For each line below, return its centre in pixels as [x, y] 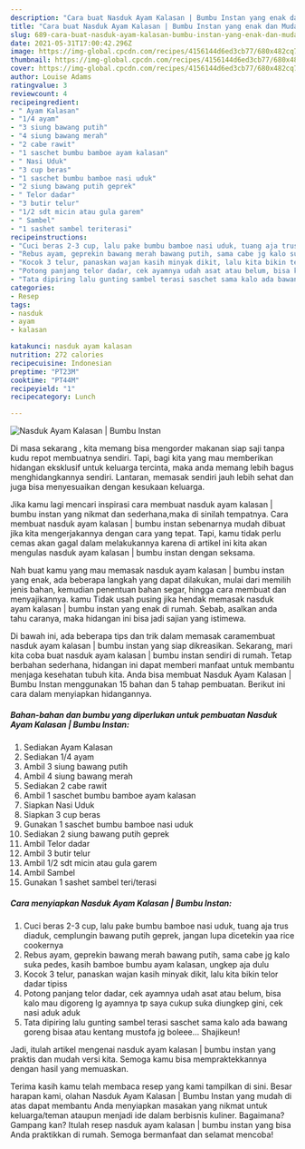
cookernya [43, 946]
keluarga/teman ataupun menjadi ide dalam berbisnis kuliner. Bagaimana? [148, 1115]
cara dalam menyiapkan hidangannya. [81, 694]
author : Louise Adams [51, 77]
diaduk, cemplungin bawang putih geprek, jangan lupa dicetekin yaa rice [159, 936]
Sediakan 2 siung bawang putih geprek [96, 834]
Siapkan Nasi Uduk [59, 805]
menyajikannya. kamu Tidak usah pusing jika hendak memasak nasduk [142, 599]
